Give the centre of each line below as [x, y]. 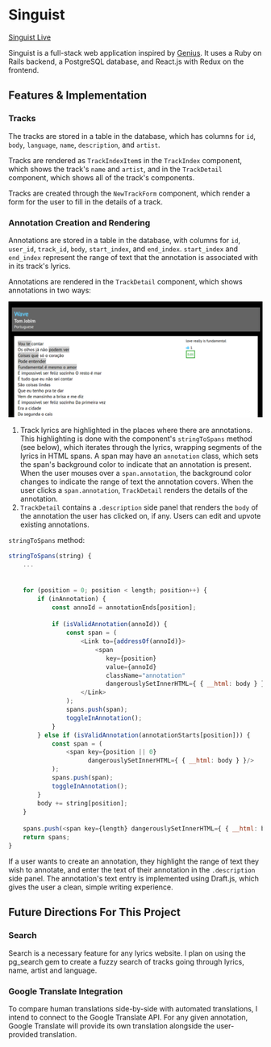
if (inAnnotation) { [72, 599]
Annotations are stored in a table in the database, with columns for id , [124, 240]
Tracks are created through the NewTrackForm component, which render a [129, 193]
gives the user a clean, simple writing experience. [91, 887]
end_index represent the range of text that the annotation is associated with [133, 257]
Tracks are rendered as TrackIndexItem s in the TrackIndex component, [125, 160]
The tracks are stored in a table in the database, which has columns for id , [132, 136]
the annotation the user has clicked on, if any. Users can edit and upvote [140, 516]
